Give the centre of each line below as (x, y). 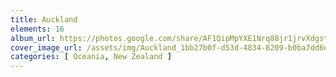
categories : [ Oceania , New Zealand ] (91, 57)
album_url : (33, 38)
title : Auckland (44, 19)
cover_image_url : (46, 47)
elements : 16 (37, 29)
